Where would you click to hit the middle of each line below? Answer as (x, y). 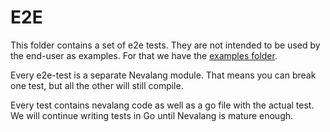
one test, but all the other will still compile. (97, 85)
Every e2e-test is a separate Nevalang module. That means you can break (163, 75)
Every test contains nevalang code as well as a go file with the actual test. (162, 105)
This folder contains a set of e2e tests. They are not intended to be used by (165, 45)
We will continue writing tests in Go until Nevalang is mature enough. (152, 115)
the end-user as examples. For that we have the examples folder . (144, 55)
